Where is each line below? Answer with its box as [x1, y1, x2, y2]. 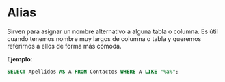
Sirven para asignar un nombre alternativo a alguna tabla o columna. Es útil [7, 27, 219, 36]
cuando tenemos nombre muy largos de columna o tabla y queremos [7, 34, 202, 42]
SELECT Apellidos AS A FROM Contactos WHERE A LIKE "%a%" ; [7, 68, 179, 75]
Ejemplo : [7, 55, 33, 63]
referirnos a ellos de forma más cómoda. [7, 42, 122, 50]
